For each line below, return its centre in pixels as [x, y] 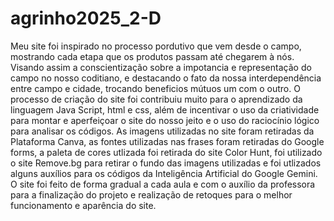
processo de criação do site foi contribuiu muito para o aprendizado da [156, 99]
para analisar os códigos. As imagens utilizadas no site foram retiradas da [162, 131]
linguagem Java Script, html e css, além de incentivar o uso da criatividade [165, 109]
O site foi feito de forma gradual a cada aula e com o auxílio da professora [163, 184]
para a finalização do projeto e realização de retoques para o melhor [151, 194]
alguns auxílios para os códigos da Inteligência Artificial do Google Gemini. [164, 173]
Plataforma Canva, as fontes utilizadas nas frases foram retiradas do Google [167, 141]
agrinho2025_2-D [86, 18]
